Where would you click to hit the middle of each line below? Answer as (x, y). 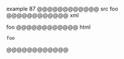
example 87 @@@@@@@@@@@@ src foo (62, 9)
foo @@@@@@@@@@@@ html (49, 27)
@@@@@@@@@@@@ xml (43, 15)
